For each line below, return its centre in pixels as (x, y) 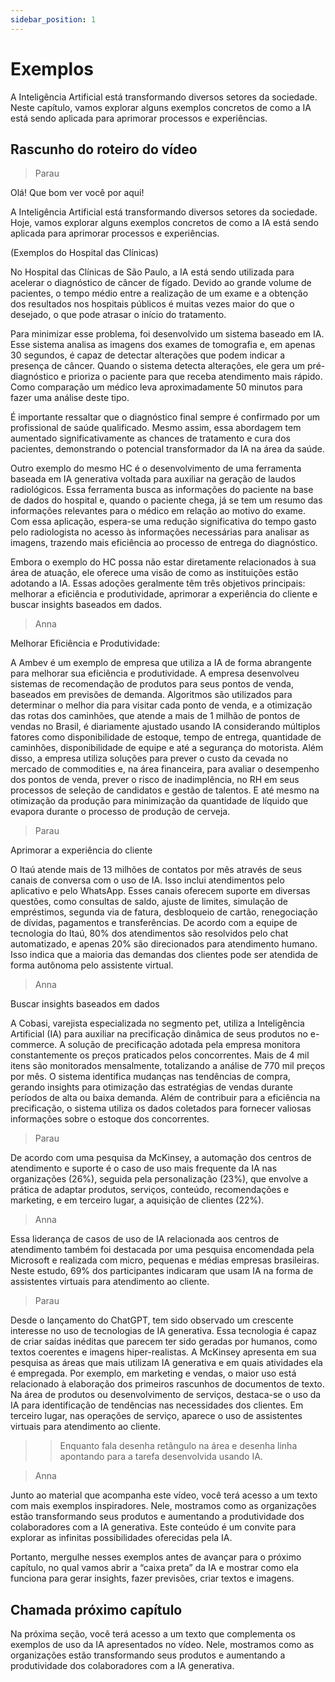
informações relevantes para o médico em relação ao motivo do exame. (158, 511)
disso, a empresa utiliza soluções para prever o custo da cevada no (149, 758)
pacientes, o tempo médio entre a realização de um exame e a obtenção (159, 293)
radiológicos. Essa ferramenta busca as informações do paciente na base (162, 490)
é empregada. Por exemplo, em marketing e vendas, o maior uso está (153, 1373)
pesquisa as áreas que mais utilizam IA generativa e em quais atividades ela (166, 1363)
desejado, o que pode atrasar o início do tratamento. (118, 315)
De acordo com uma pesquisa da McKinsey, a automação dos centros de (161, 1158)
